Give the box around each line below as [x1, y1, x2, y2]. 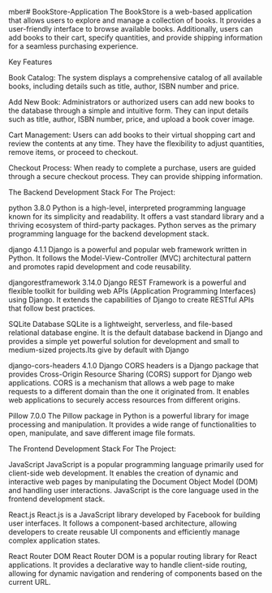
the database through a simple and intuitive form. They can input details [8, 105, 249, 115]
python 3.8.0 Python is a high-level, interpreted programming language [8, 203, 246, 213]
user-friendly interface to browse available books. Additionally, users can [8, 24, 253, 33]
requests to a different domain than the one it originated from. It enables [8, 387, 250, 396]
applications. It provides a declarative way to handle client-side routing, [8, 560, 248, 569]
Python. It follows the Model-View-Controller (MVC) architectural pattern [8, 253, 252, 263]
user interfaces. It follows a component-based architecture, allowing [8, 518, 237, 528]
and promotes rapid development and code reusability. [8, 262, 192, 271]
